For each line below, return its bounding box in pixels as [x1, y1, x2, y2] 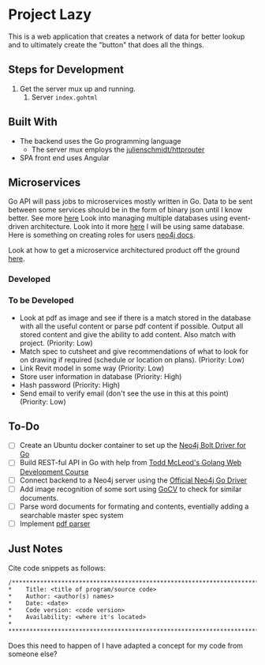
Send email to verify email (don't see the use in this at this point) [19, 389, 229, 398]
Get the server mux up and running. [19, 84, 136, 93]
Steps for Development [8, 63, 125, 77]
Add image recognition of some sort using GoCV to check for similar [19, 484, 242, 494]
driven [8, 222, 29, 231]
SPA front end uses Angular [19, 152, 110, 163]
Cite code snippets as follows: [8, 563, 106, 573]
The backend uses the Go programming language [19, 136, 181, 145]
